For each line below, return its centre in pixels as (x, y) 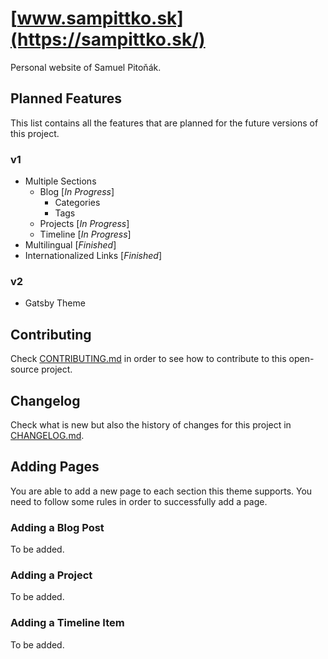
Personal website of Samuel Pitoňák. (86, 67)
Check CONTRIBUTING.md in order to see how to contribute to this (148, 359)
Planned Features (66, 98)
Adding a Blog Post (57, 527)
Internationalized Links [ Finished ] (93, 256)
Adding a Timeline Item (67, 623)
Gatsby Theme (55, 303)
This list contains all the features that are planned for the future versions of (164, 123)
